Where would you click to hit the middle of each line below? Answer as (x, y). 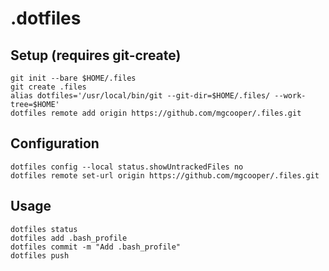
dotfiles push (40, 255)
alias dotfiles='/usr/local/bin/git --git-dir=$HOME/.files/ (140, 96)
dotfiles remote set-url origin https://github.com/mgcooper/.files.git (165, 175)
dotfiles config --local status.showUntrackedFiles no (127, 167)
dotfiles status (44, 229)
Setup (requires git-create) (96, 55)
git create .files (48, 87)
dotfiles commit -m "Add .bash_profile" (96, 247)
